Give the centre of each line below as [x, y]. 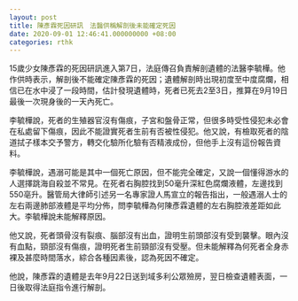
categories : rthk [41, 42]
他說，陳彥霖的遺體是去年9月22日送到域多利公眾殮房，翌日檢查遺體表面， [145, 276]
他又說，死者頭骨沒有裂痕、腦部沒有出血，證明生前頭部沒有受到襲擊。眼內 [145, 235]
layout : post [33, 17]
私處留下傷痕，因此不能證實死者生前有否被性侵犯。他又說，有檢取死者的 [149, 131]
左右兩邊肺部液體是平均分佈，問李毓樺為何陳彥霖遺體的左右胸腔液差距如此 [145, 205]
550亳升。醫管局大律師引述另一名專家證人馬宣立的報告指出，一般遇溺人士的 [149, 195]
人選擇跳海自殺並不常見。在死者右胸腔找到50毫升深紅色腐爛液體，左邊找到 [146, 183]
